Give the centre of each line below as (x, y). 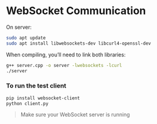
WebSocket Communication (76, 11)
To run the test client (36, 86)
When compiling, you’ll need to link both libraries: (66, 55)
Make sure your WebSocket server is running (75, 115)
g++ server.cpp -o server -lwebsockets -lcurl (64, 65)
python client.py (27, 103)
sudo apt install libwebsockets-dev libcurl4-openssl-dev (78, 43)
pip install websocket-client (43, 98)
